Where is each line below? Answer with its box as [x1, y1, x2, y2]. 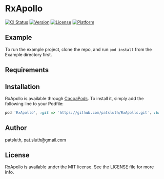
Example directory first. [5, 51, 52, 57]
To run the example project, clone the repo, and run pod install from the [5, 46, 152, 52]
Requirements [5, 66, 49, 74]
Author [5, 124, 27, 132]
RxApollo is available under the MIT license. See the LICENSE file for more [5, 164, 154, 170]
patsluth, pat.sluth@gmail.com [5, 137, 66, 143]
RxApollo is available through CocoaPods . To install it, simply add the [5, 95, 144, 101]
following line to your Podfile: [5, 101, 64, 106]
